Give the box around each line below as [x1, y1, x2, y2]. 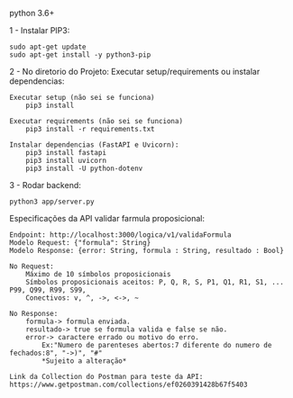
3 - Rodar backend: [9, 180, 81, 190]
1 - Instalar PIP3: [9, 25, 70, 35]
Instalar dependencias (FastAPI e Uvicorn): [9, 140, 179, 149]
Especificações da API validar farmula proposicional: [9, 213, 206, 223]
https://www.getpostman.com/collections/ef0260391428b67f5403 [9, 380, 248, 389]
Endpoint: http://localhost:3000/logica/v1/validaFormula [9, 231, 232, 240]
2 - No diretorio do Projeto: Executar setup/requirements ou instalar [9, 67, 261, 77]
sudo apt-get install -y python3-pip [9, 50, 151, 59]
